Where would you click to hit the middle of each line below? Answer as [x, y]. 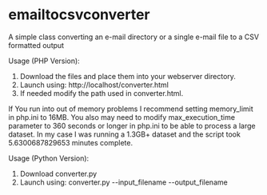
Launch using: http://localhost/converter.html [94, 85]
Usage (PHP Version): [44, 61]
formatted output [36, 45]
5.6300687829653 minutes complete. [71, 142]
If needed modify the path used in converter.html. [102, 93]
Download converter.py [58, 173]
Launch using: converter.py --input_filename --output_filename [124, 182]
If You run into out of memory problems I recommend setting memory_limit [131, 109]
